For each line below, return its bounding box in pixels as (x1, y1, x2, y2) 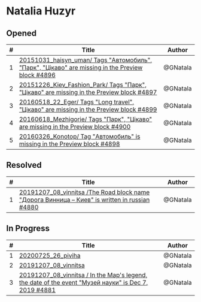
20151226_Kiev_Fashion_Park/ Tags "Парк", (19, 81, 147, 89)
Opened (6, 28, 37, 38)
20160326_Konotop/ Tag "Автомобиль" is (19, 132, 141, 140)
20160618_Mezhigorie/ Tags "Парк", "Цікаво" (19, 115, 153, 123)
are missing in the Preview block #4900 (19, 123, 131, 131)
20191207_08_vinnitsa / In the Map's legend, (19, 271, 148, 279)
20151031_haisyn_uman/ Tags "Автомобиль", (19, 56, 153, 64)
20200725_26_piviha (19, 251, 81, 259)
